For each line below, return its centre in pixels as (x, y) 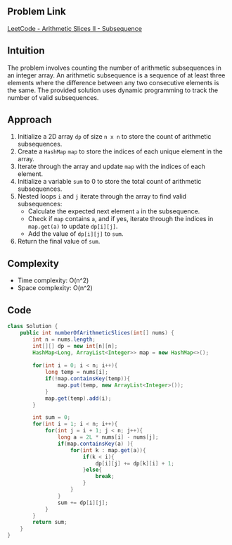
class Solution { (33, 327)
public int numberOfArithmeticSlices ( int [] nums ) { (97, 333)
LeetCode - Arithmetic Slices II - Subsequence (75, 28)
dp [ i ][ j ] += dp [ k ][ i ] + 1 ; (135, 463)
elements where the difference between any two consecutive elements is (113, 82)
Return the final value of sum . (59, 242)
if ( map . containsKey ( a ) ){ (95, 444)
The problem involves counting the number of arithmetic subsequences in (114, 68)
